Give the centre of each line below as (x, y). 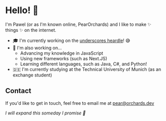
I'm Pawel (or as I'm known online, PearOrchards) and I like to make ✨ (78, 24)
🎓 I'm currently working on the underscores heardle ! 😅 (71, 41)
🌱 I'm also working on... (37, 48)
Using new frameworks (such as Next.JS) (64, 58)
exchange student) (32, 75)
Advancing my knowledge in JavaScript (62, 53)
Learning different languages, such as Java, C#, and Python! (84, 64)
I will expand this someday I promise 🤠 (46, 113)
